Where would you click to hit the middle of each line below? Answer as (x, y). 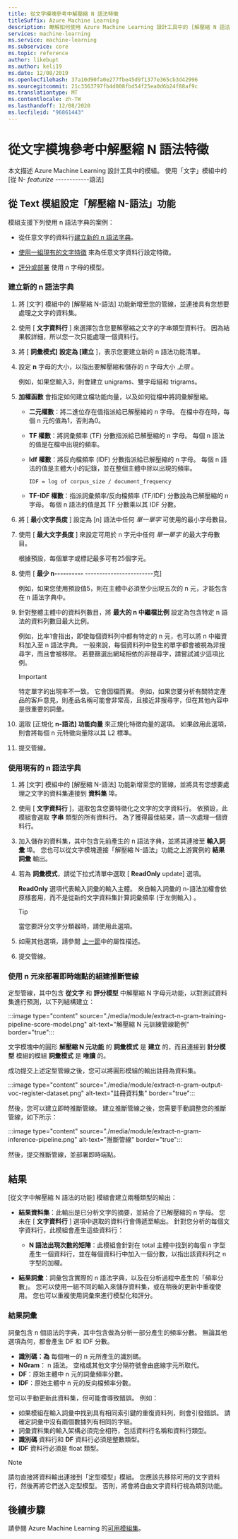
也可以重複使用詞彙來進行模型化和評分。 (97, 1296)
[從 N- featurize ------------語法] (56, 179)
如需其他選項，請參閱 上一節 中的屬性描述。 (81, 941)
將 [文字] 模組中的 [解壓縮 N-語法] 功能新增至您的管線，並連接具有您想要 (124, 304)
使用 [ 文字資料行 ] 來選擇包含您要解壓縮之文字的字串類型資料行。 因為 (121, 328)
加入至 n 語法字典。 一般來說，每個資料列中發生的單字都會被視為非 (122, 644)
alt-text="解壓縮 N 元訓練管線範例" (139, 1025)
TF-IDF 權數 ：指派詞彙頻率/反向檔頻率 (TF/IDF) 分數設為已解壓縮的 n (129, 495)
